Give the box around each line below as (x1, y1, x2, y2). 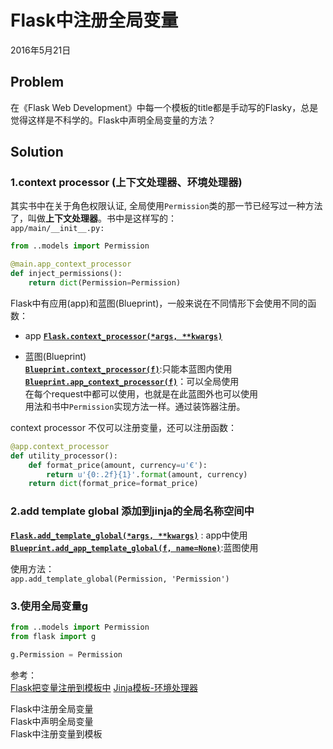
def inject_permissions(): (10, 269, 123, 279)
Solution (10, 144, 64, 161)
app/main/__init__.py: (10, 224, 105, 234)
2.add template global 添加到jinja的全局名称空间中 (10, 504, 255, 518)
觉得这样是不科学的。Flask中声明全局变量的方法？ (10, 114, 217, 126)
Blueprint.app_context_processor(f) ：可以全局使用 (24, 375, 240, 387)
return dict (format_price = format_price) (28, 479, 199, 489)
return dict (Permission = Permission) (28, 278, 182, 288)
